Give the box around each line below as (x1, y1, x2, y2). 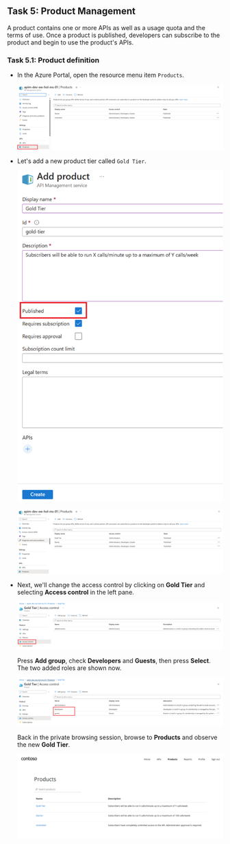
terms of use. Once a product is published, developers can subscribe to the (7, 31, 220, 39)
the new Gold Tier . (16, 741, 71, 749)
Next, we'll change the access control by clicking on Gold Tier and (16, 581, 205, 589)
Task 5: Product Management (7, 5, 136, 17)
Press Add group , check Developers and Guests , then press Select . (16, 657, 211, 665)
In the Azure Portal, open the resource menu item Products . (16, 71, 185, 79)
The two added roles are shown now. (16, 664, 122, 672)
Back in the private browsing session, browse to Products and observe (16, 733, 218, 742)
